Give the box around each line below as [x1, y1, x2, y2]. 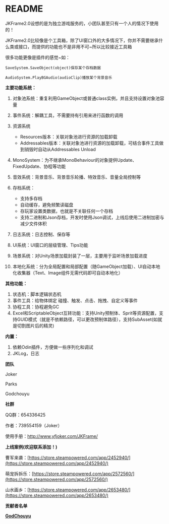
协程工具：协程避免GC [12, 303, 60, 310]
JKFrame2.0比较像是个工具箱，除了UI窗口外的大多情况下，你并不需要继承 [5, 37, 159, 43]
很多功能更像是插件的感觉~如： [5, 54, 71, 60]
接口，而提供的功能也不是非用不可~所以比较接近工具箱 [18, 43, 132, 49]
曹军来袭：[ [5, 454, 29, 461]
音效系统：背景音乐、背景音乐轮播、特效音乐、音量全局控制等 [12, 174, 141, 180]
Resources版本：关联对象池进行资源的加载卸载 [20, 134, 118, 140]
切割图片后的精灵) [17, 322, 54, 329]
